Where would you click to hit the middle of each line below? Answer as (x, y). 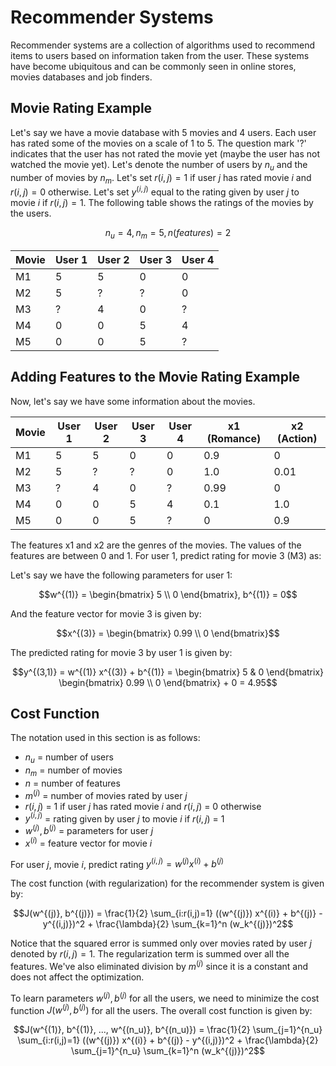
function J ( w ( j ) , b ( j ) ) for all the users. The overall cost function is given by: (161, 1009)
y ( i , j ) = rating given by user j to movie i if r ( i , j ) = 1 (124, 818)
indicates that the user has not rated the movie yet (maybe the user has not (165, 153)
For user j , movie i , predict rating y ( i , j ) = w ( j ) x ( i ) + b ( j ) (117, 863)
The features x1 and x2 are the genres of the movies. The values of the (156, 545)
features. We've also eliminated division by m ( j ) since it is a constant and (159, 965)
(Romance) (234, 438)
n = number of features (72, 783)
